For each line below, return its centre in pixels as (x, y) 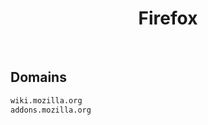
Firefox (168, 18)
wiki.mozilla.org (46, 100)
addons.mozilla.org (51, 110)
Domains (38, 77)
